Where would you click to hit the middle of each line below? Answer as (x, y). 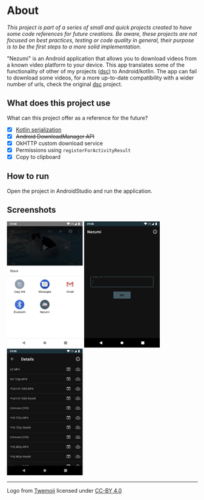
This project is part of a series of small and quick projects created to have (100, 27)
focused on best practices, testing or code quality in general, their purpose (100, 40)
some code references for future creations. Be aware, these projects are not (102, 33)
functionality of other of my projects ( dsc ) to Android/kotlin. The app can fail (102, 71)
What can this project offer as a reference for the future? (77, 118)
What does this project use (59, 103)
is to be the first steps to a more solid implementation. (74, 47)
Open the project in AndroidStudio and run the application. (80, 191)
